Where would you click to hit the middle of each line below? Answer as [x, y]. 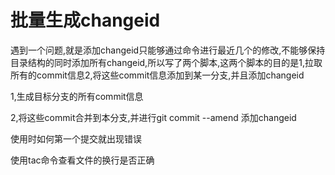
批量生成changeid [85, 20]
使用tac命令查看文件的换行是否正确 [82, 160]
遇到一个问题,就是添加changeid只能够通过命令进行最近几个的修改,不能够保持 [168, 50]
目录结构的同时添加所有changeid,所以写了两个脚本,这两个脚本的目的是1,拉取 [166, 62]
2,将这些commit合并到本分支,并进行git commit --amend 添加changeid [153, 117]
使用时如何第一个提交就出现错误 [76, 138]
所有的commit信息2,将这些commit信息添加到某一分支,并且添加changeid [157, 75]
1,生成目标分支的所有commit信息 [77, 96]
